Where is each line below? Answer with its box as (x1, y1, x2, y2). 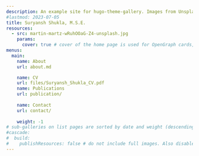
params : (17, 36, 36, 42)
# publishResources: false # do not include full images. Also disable (6, 141, 195, 147)
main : (11, 53, 25, 59)
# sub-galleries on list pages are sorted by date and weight (6, 124, 163, 130)
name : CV (17, 75, 38, 81)
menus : (6, 47, 23, 53)
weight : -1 (17, 119, 44, 125)
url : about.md (17, 63, 52, 70)
